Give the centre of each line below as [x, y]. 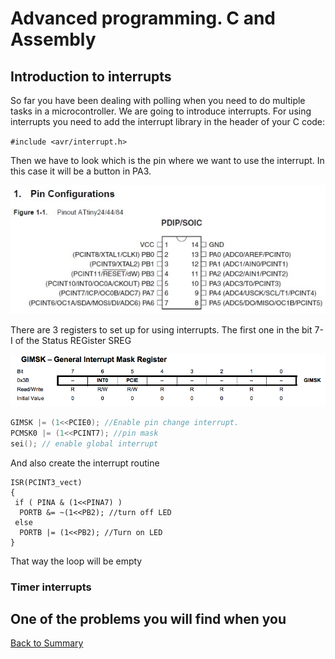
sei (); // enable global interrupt [84, 443]
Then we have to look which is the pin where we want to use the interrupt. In [167, 160]
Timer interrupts [51, 587]
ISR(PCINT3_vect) [46, 482]
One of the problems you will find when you [148, 618]
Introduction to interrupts [91, 76]
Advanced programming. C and [143, 18]
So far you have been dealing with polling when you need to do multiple [158, 100]
